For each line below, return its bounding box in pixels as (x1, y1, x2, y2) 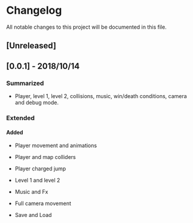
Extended (6, 114, 35, 122)
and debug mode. (14, 99, 59, 106)
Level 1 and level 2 (14, 177, 60, 184)
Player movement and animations (14, 142, 97, 149)
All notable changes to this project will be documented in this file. (6, 23, 167, 30)
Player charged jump (14, 165, 66, 172)
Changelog (6, 4, 62, 17)
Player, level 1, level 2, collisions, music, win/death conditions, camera (14, 93, 187, 100)
